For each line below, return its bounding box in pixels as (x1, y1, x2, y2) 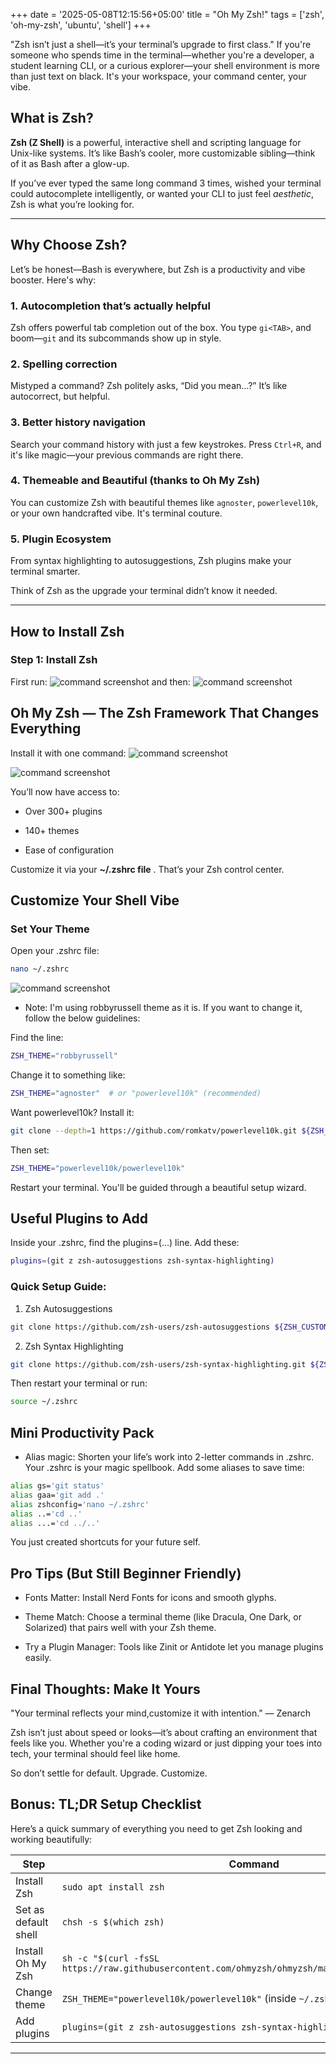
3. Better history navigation (10, 415, 146, 429)
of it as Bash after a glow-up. (10, 157, 130, 169)
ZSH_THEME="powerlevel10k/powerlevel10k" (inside (61, 1991, 297, 2005)
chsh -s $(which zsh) (61, 1916, 165, 1928)
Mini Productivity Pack (10, 1424, 155, 1441)
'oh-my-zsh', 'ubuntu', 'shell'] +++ (10, 19, 152, 31)
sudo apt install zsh (61, 1881, 165, 1893)
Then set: (10, 1144, 50, 1156)
